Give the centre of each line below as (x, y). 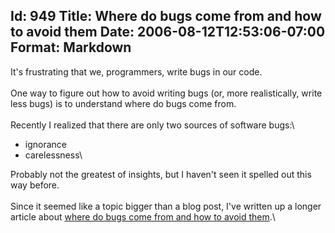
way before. (35, 185)
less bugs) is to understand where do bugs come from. (123, 103)
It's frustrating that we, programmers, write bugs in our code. (136, 71)
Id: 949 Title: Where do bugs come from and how (166, 16)
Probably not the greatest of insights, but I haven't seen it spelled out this (161, 174)
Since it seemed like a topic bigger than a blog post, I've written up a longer (166, 206)
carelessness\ (53, 155)
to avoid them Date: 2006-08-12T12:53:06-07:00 (168, 32)
